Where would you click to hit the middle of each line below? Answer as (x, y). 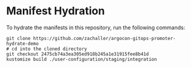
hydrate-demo (23, 44)
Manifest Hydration (56, 11)
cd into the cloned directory (49, 49)
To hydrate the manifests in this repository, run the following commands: (96, 27)
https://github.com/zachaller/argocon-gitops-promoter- (104, 38)
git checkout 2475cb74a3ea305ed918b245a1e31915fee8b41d (77, 54)
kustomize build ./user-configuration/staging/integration (82, 59)
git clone (19, 38)
